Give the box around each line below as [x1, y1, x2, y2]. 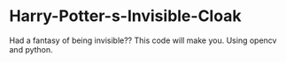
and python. [9, 44, 53, 54]
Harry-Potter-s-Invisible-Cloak [9, 6, 242, 26]
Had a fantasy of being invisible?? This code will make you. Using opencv [9, 35, 277, 45]
